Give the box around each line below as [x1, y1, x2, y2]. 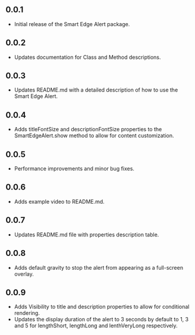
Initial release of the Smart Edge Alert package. [14, 20, 130, 27]
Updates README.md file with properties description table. [14, 231, 159, 238]
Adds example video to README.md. [14, 198, 105, 205]
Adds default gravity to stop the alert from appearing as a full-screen [14, 264, 184, 271]
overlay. [14, 270, 34, 277]
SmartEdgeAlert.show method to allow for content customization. [14, 132, 174, 139]
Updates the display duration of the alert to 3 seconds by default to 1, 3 [14, 316, 188, 323]
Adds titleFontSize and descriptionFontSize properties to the [14, 126, 162, 133]
